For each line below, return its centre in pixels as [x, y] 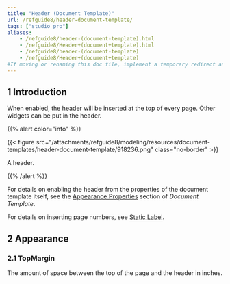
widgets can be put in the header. [54, 116]
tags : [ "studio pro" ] [38, 26]
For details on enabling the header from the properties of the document [108, 190]
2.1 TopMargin [31, 258]
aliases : [20, 33]
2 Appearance [38, 238]
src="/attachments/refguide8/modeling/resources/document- [123, 142]
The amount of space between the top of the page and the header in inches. [115, 273]
